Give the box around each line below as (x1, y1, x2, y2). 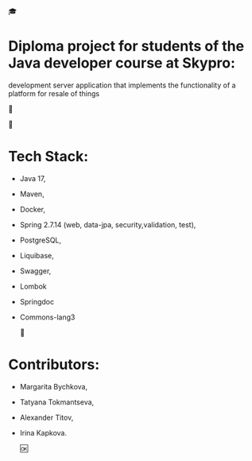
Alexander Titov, (19, 413, 74, 422)
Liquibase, (19, 250, 54, 260)
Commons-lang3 (19, 312, 76, 322)
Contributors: (8, 356, 100, 374)
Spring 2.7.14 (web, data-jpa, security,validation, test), (19, 219, 196, 229)
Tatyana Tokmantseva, (19, 397, 95, 407)
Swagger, (19, 265, 52, 276)
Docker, (19, 204, 46, 214)
